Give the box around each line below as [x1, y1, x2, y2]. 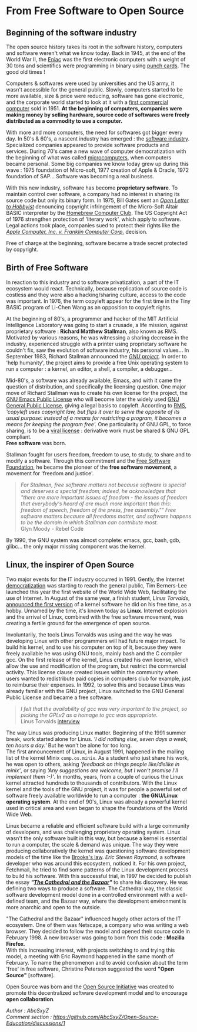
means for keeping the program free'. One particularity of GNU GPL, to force [6, 420, 192, 427]
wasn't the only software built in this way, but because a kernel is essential [6, 834, 187, 842]
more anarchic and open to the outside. [6, 903, 102, 910]
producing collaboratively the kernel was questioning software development [6, 847, 191, 854]
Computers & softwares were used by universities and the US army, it [6, 80, 175, 87]
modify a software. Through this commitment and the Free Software [6, 457, 171, 464]
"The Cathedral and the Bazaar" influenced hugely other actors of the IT [6, 915, 181, 922]
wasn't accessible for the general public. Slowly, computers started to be [6, 86, 183, 93]
